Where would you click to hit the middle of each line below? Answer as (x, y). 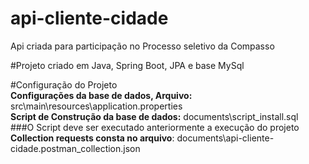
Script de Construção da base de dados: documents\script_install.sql (154, 116)
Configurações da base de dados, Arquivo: (101, 95)
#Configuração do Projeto (64, 84)
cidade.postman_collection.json (75, 148)
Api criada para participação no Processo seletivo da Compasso (142, 46)
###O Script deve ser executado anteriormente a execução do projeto (155, 127)
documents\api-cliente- (225, 138)
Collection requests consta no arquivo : (92, 138)
